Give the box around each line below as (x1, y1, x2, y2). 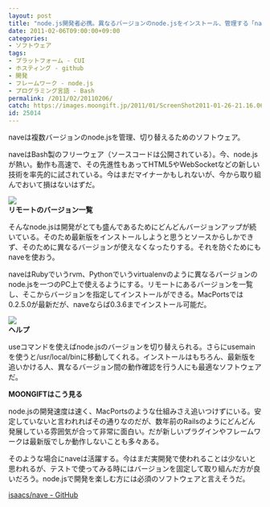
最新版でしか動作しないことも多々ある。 (29, 437, 163, 446)
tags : (8, 49, 27, 57)
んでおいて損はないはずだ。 (8, 180, 100, 189)
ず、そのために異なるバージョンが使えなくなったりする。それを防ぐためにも (8, 243, 261, 251)
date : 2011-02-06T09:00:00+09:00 (8, 27, 121, 35)
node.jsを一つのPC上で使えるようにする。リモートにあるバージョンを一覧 (8, 280, 253, 289)
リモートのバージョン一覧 (8, 205, 93, 214)
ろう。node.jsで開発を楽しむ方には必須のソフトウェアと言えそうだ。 (22, 474, 250, 484)
